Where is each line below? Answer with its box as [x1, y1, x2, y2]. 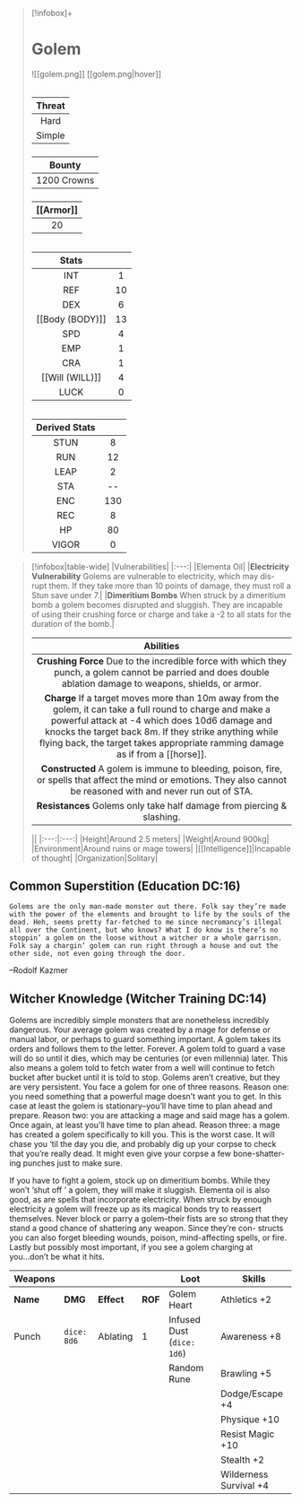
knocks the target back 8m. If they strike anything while [44, 725, 279, 738]
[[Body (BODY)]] [35, 313, 107, 326]
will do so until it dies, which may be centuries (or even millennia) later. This [9, 1053, 288, 1064]
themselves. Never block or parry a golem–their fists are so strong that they [9, 1213, 288, 1224]
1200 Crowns [35, 174, 95, 187]
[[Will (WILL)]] [40, 371, 102, 384]
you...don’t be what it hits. [9, 1251, 105, 1263]
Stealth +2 [220, 1454, 264, 1466]
